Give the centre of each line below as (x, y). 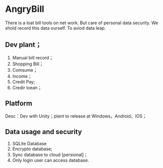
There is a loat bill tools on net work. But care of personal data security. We (82, 23)
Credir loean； (27, 87)
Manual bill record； (33, 57)
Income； (22, 76)
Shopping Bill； (28, 64)
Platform (19, 104)
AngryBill (25, 9)
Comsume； (25, 70)
